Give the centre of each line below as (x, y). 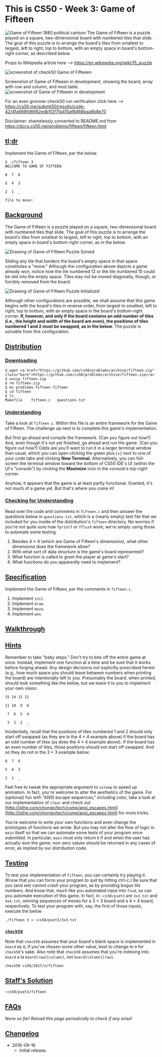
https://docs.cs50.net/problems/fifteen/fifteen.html (56, 126)
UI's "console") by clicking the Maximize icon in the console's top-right (76, 468)
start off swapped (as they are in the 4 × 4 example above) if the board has (80, 737)
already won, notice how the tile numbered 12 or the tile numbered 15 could (80, 271)
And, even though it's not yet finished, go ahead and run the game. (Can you (81, 443)
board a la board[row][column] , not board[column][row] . (60, 957)
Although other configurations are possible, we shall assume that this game (80, 300)
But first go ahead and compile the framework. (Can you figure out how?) (78, 437)
